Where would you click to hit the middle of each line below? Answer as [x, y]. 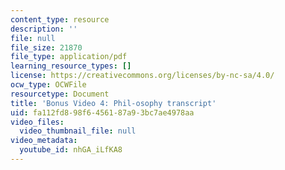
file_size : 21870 [46, 47]
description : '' [44, 29]
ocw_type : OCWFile [48, 85]
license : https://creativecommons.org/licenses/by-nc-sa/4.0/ [142, 76]
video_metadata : [44, 141]
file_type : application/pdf [69, 57]
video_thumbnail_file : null [78, 131]
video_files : [37, 122]
